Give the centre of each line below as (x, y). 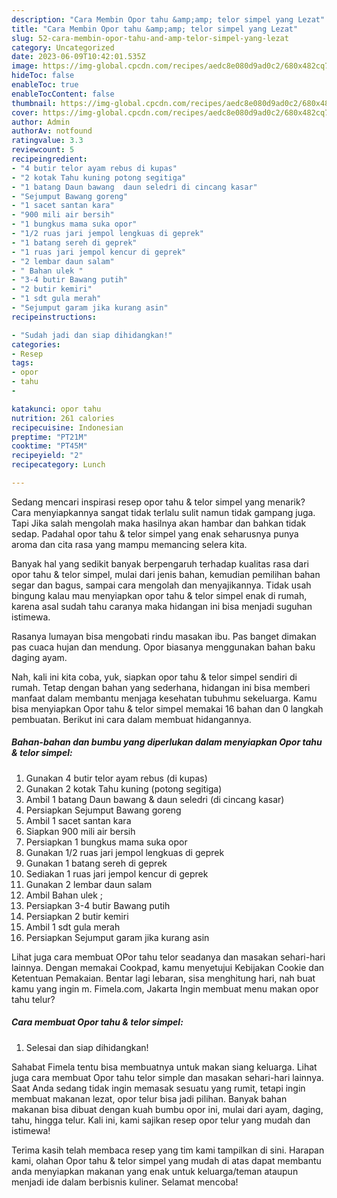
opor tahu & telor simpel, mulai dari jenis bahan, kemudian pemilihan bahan (166, 574)
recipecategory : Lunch (58, 465)
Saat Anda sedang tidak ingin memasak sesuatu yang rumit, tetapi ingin (158, 1088)
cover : (25, 112)
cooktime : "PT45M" (49, 446)
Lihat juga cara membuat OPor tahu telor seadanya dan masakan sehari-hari (168, 957)
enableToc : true (45, 85)
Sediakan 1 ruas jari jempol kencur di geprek (117, 873)
